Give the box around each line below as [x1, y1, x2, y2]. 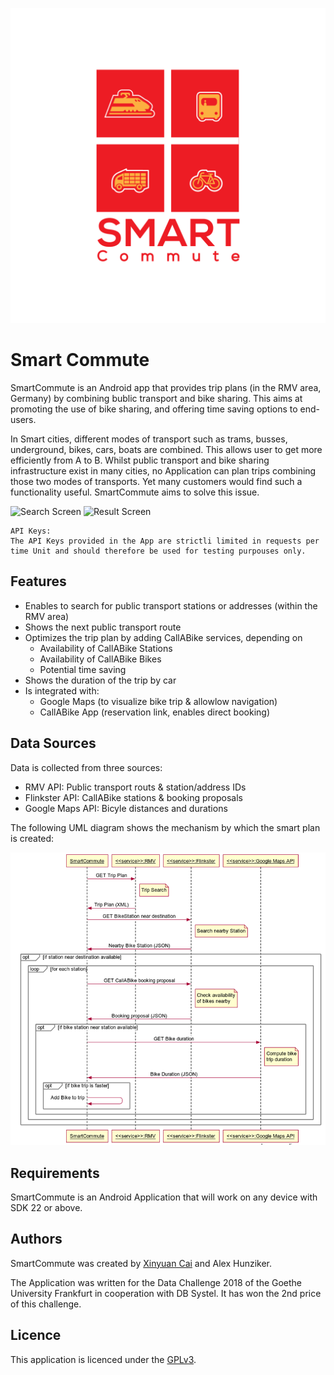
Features [10, 573, 67, 590]
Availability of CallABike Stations [39, 642, 173, 654]
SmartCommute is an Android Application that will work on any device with [10, 1191, 318, 1203]
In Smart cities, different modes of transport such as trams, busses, [10, 433, 288, 445]
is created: [10, 832, 55, 844]
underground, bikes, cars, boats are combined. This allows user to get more [10, 443, 323, 455]
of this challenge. [10, 1298, 82, 1310]
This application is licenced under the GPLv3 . [10, 1353, 197, 1365]
